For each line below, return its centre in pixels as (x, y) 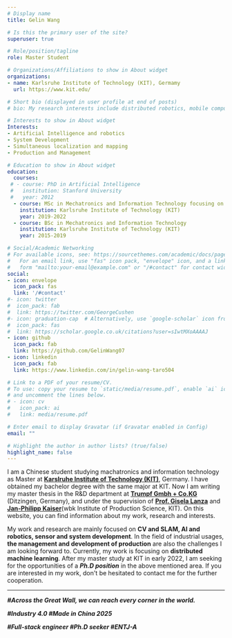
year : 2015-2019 (43, 236)
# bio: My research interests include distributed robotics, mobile (108, 108)
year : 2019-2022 (43, 217)
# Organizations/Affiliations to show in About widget (88, 70)
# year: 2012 (32, 197)
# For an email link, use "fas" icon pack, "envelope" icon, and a (109, 261)
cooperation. (25, 581)
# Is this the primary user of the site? (68, 32)
